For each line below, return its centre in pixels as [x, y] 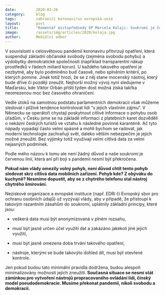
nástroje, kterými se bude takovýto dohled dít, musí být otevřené [78, 252]
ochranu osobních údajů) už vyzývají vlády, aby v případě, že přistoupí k [78, 199]
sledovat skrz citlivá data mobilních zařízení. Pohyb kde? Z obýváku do [79, 174]
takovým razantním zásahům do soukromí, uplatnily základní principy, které [81, 204]
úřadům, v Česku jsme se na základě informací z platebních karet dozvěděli [82, 118]
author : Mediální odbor [36, 37]
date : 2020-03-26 [31, 10]
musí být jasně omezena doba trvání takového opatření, [68, 243]
